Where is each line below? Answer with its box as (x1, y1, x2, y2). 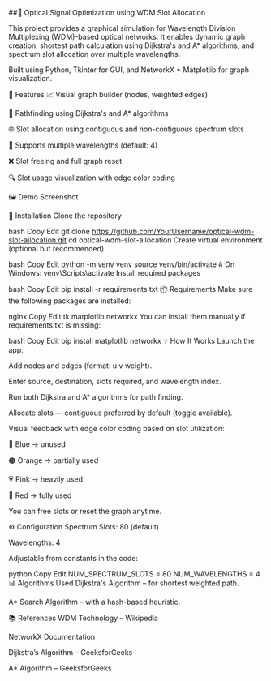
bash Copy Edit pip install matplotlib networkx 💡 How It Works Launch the (8, 336, 255, 345)
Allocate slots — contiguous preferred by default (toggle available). (8, 408, 233, 418)
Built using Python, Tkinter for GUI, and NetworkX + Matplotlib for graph (8, 65, 250, 75)
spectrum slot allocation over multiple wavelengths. (8, 49, 181, 58)
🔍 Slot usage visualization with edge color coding (8, 173, 176, 182)
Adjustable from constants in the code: (8, 554, 139, 563)
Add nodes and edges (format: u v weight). (8, 361, 153, 370)
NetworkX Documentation (8, 632, 96, 641)
